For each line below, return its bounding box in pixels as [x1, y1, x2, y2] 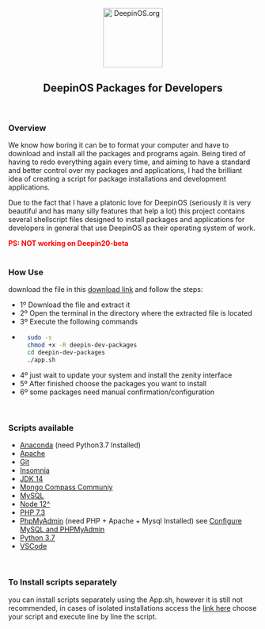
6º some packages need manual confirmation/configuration [19, 387, 215, 397]
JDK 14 [19, 474, 44, 484]
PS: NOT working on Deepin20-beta [8, 239, 129, 248]
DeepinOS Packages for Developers [43, 82, 223, 95]
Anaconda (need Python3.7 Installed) [19, 440, 141, 450]
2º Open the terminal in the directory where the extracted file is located [19, 309, 253, 318]
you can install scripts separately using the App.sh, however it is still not [8, 595, 244, 604]
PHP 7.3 [19, 508, 46, 517]
